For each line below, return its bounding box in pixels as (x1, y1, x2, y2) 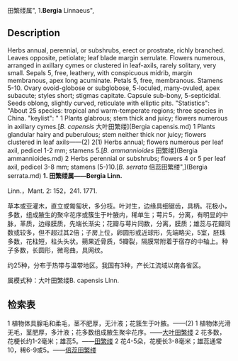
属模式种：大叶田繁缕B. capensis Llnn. (7, 276, 120, 284)
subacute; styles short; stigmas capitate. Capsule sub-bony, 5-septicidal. (7, 91, 221, 99)
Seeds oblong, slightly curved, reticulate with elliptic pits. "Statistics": (7, 99, 210, 107)
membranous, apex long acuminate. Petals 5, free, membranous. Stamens (7, 76, 223, 84)
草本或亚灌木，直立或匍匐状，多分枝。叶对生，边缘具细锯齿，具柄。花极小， (7, 201, 231, 210)
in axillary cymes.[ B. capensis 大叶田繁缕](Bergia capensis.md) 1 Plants (7, 122, 216, 130)
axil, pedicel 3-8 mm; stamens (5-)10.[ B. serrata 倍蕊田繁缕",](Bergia (7, 162, 208, 171)
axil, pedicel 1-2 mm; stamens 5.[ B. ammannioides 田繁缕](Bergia (7, 146, 198, 155)
